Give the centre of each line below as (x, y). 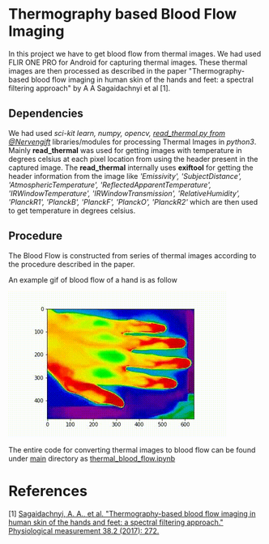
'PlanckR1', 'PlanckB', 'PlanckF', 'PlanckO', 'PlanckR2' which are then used (133, 202)
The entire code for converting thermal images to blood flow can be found (132, 449)
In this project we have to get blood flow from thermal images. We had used (135, 53)
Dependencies (46, 114)
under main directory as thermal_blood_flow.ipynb (92, 458)
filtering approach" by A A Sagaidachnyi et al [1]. (90, 88)
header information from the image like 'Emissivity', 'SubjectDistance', (125, 176)
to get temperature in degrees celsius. (72, 210)
